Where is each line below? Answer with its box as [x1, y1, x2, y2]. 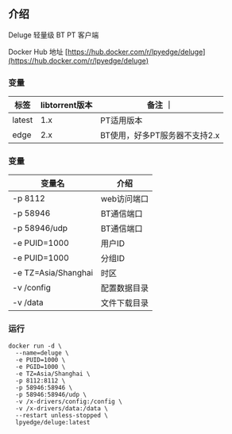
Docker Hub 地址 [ [8, 47, 68, 56]
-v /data [12, 297, 44, 308]
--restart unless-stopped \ [15, 411, 109, 419]
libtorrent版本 [40, 100, 93, 111]
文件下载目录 [100, 298, 149, 309]
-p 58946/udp [12, 223, 68, 234]
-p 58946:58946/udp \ [15, 390, 87, 398]
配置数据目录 [100, 282, 149, 294]
